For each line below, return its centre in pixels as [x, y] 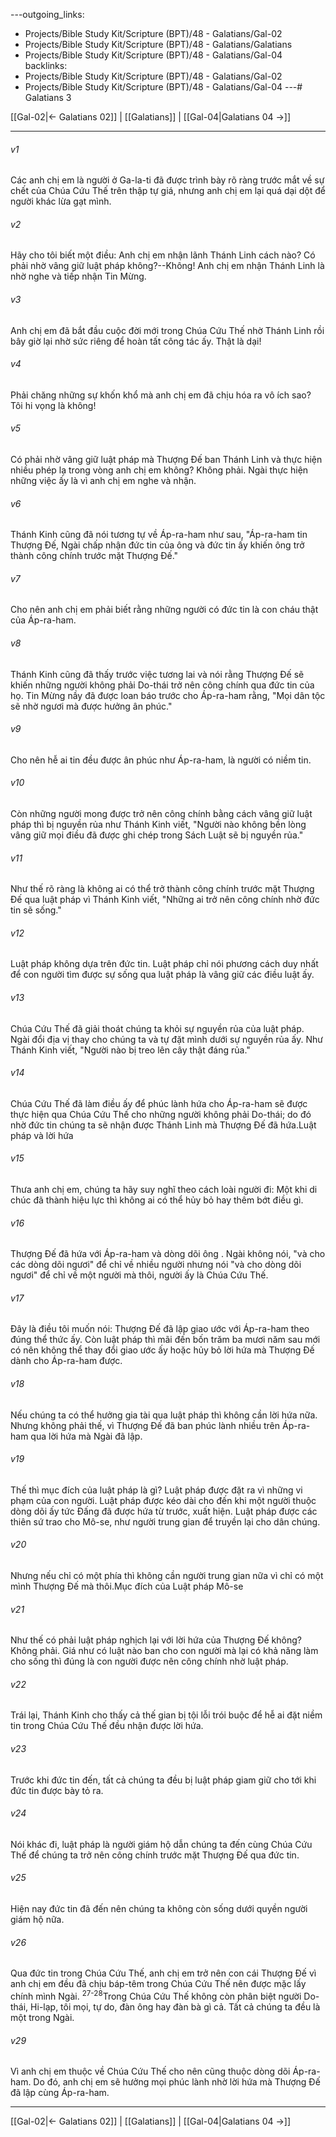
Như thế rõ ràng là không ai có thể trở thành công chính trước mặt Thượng [162, 889]
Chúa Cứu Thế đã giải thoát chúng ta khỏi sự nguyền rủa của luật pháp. [157, 1028]
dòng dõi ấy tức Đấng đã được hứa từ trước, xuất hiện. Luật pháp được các [164, 1511]
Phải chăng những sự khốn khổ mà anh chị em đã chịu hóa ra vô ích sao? [161, 395]
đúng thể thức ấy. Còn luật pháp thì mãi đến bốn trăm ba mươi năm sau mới [165, 1340]
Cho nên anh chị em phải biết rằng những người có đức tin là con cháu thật [164, 610]
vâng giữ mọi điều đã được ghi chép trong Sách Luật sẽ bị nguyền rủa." [157, 835]
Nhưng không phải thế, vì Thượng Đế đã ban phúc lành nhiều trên [145, 1425]
